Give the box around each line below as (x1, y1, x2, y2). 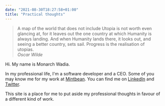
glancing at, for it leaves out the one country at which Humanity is (17, 31, 152, 36)
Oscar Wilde (17, 51, 43, 57)
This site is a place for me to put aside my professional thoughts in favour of (5, 91, 161, 97)
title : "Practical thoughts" (5, 12, 65, 17)
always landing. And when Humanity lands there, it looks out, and (17, 35, 151, 42)
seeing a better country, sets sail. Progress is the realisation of (17, 41, 145, 47)
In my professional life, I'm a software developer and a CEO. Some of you (5, 71, 155, 76)
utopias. (17, 46, 34, 52)
